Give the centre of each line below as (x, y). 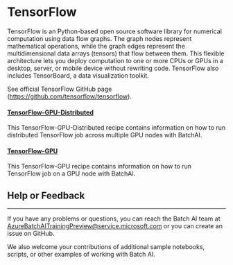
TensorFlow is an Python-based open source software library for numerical (114, 31)
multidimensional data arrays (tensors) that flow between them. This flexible (116, 53)
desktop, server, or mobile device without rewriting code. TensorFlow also (113, 68)
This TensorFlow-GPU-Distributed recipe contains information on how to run (116, 128)
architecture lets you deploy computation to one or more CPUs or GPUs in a (115, 60)
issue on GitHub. (31, 234)
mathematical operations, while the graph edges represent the (96, 46)
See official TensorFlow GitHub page (60, 89)
